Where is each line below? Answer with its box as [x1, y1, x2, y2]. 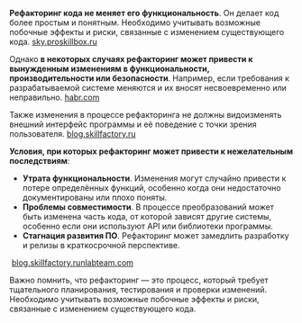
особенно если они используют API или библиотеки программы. [22, 220, 273, 231]
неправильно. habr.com [9, 92, 100, 103]
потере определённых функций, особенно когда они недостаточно [22, 183, 281, 193]
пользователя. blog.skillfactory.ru [9, 129, 137, 139]
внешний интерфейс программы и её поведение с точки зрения [9, 119, 257, 130]
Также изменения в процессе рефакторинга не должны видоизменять [9, 110, 282, 120]
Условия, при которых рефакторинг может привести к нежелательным [9, 146, 294, 157]
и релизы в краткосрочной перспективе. [22, 240, 180, 250]
